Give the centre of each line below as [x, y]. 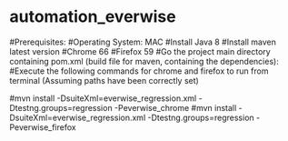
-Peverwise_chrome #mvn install [175, 107]
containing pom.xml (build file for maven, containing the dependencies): [144, 61]
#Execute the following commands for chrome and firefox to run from [139, 71]
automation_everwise [93, 17]
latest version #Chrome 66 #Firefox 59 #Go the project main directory [140, 51]
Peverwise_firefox [43, 127]
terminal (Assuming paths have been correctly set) [104, 80]
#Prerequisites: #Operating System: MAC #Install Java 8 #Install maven [143, 42]
